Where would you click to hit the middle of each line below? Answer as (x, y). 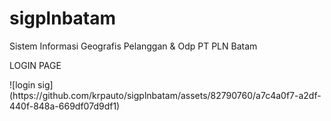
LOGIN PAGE (35, 65)
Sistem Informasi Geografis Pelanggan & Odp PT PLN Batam (133, 46)
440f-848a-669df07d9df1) (65, 106)
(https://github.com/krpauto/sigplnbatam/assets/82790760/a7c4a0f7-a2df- (165, 95)
